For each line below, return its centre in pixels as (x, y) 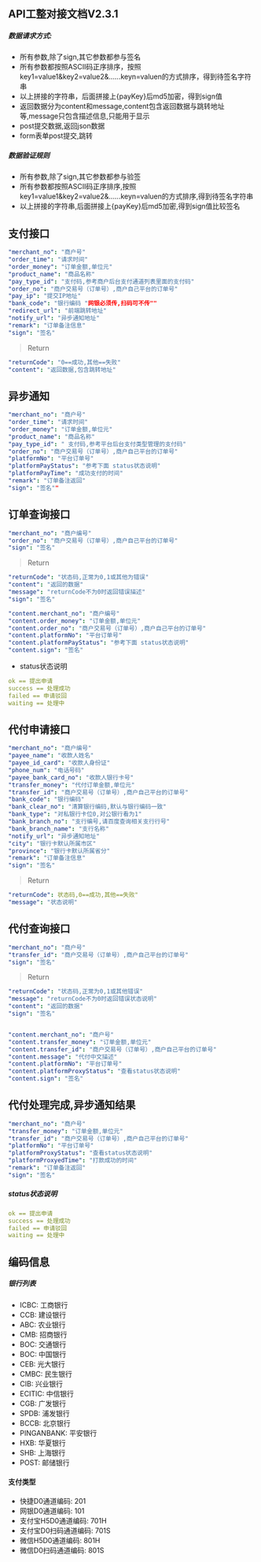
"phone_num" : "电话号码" (46, 770)
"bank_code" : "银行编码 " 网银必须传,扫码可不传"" (83, 303)
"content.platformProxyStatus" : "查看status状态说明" (94, 1071)
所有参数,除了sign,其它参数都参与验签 (80, 177)
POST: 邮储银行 (44, 1462)
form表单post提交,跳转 (56, 136)
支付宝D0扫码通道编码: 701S (65, 1530)
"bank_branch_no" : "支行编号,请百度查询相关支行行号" (89, 822)
